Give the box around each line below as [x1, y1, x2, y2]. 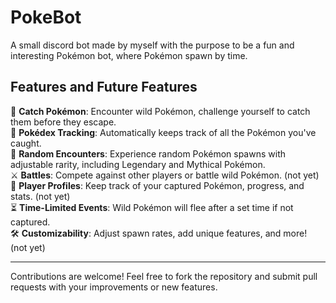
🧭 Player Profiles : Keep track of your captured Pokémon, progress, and [10, 179, 305, 191]
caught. [10, 137, 42, 149]
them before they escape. [10, 116, 117, 128]
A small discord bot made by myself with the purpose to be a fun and [10, 39, 295, 51]
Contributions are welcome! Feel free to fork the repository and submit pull [10, 270, 318, 282]
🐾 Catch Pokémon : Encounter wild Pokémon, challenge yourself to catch [10, 105, 311, 117]
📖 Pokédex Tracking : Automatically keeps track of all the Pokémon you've [10, 126, 317, 138]
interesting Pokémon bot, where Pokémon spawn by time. [10, 49, 248, 61]
